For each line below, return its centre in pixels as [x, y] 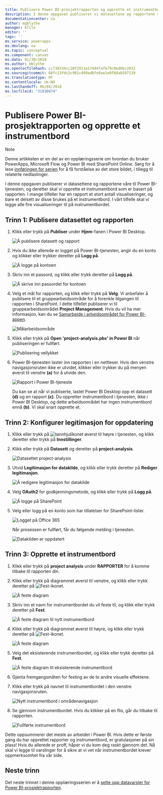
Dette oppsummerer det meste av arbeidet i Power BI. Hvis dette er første [79, 735]
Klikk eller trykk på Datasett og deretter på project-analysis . [73, 448]
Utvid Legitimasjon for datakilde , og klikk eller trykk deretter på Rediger [85, 467]
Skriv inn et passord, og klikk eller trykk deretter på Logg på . [73, 275]
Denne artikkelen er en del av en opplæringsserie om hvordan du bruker [77, 159]
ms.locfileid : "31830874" [31, 91]
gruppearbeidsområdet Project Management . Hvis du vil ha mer [77, 309]
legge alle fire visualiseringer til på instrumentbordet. [58, 205]
